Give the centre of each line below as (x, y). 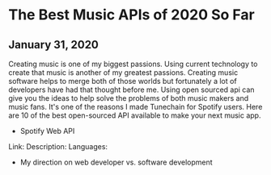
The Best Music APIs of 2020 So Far (131, 15)
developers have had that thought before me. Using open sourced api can (131, 90)
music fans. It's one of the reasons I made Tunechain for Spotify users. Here (135, 107)
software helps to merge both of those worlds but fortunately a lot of (123, 81)
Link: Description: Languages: (58, 146)
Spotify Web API (47, 131)
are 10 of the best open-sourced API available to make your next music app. (135, 115)
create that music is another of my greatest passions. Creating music (123, 73)
